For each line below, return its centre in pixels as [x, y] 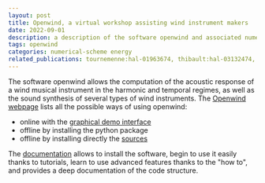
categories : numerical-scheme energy [70, 52]
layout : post [30, 15]
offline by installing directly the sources [84, 138]
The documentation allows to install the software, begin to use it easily [123, 153]
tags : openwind [33, 45]
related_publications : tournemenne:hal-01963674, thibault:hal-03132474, [132, 60]
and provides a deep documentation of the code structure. [103, 170]
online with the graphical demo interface [85, 122]
